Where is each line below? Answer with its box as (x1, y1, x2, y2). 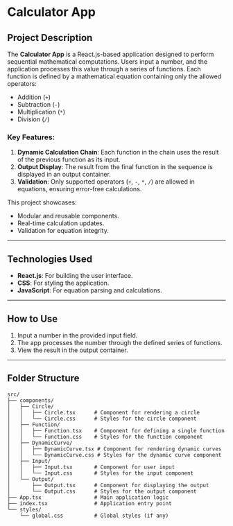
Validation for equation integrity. (17, 227, 110, 235)
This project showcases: (7, 198, 78, 207)
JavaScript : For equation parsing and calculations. (17, 286, 162, 295)
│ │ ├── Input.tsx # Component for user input (7, 464, 175, 471)
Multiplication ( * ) (17, 108, 66, 116)
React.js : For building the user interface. (17, 272, 133, 280)
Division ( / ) (17, 115, 50, 123)
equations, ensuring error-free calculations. (17, 185, 142, 193)
